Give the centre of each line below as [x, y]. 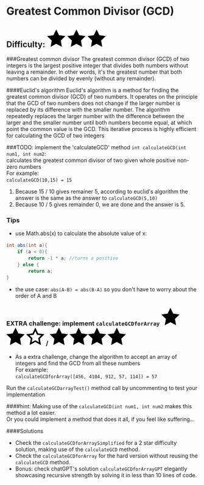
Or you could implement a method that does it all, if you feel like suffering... [100, 419]
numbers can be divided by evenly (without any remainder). [81, 78]
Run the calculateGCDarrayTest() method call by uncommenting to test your [102, 388]
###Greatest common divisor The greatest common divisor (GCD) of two [98, 59]
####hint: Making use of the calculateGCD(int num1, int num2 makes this [99, 406]
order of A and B [36, 296]
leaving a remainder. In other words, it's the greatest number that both [94, 72]
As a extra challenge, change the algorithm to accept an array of [96, 356]
